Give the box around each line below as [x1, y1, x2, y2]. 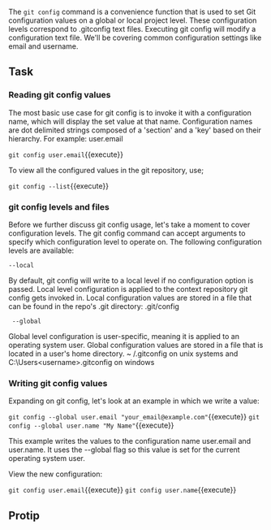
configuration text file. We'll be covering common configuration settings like [8, 33, 262, 42]
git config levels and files [8, 201, 110, 212]
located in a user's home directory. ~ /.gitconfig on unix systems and [8, 349, 239, 358]
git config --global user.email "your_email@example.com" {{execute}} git [8, 412, 260, 422]
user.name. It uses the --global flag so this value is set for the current [8, 445, 241, 454]
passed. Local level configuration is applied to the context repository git [8, 284, 248, 293]
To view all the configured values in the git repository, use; [8, 165, 204, 175]
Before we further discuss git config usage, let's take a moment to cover [8, 219, 251, 229]
